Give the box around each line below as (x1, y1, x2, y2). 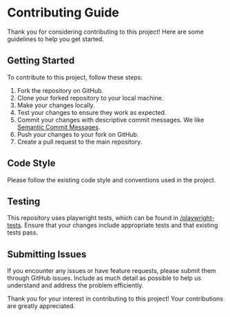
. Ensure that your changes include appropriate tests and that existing (20, 221, 218, 230)
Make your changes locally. (17, 101, 95, 109)
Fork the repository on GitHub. (17, 86, 104, 94)
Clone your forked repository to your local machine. (17, 94, 164, 102)
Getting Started (7, 55, 75, 67)
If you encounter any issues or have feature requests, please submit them (7, 267, 216, 275)
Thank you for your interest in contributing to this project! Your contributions (7, 294, 224, 303)
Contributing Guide (7, 5, 119, 21)
